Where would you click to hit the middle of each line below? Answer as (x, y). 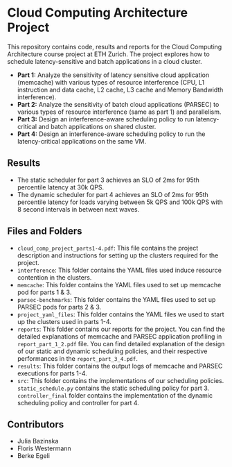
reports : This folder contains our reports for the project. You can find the (121, 329)
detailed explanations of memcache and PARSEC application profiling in (119, 336)
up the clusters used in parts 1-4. (64, 321)
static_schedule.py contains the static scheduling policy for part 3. (113, 388)
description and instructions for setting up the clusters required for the (118, 255)
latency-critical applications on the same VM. (82, 141)
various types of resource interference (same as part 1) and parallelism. (119, 112)
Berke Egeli (34, 456)
